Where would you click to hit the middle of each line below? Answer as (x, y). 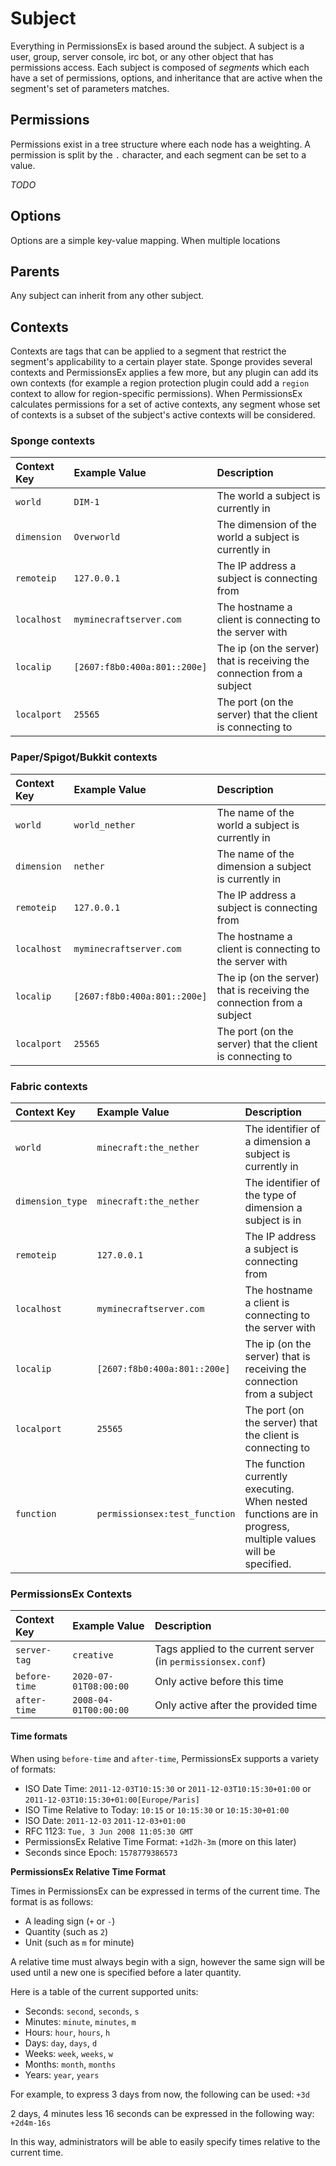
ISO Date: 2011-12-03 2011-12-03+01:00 (105, 1820)
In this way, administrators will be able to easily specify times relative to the (165, 2141)
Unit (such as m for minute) (79, 1942)
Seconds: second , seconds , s (82, 2011)
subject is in (273, 1220)
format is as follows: (52, 1901)
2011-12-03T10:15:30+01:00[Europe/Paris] (112, 1800)
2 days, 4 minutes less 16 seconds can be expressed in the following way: (162, 2113)
